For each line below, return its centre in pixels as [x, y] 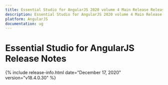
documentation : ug [24, 24]
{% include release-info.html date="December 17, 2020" [63, 73]
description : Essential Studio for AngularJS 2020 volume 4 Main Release [84, 14]
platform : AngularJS [27, 19]
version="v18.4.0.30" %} [31, 78]
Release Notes [36, 59]
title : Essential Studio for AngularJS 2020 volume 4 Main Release [77, 10]
